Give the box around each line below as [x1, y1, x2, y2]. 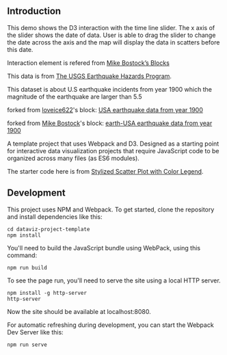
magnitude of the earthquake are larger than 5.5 [7, 92, 142, 101]
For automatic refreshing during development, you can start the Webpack [7, 321, 214, 329]
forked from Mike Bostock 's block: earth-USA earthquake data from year [7, 119, 213, 127]
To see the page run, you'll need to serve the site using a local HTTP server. [7, 276, 221, 285]
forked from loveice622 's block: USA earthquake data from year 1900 [7, 105, 204, 114]
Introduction [7, 5, 62, 17]
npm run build [7, 264, 48, 271]
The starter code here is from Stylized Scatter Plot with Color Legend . [7, 167, 204, 175]
